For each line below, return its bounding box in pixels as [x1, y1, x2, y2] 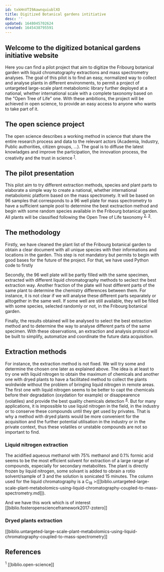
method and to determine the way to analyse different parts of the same [5, 323, 150, 329]
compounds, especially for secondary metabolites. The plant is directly [5, 463, 148, 469]
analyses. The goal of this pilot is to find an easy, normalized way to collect [5, 75, 157, 80]
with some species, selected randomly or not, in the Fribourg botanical [5, 303, 148, 309]
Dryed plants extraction [5, 517, 63, 524]
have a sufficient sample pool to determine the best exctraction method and [5, 203, 158, 209]
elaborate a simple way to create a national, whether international [5, 187, 137, 193]
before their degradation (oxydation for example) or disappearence [5, 392, 141, 398]
